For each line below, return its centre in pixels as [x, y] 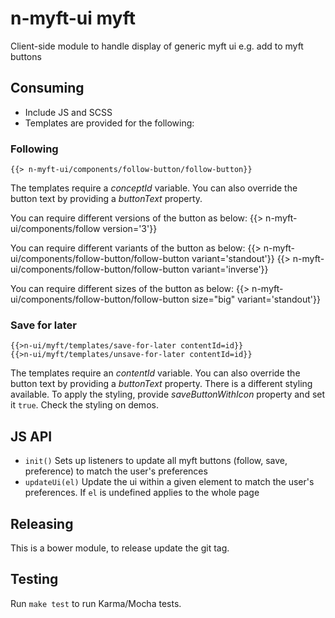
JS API [31, 436]
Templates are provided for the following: [109, 123]
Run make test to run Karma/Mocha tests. [96, 603]
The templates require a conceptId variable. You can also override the [154, 188]
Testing [34, 579]
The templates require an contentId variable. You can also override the [155, 373]
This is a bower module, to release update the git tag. [120, 548]
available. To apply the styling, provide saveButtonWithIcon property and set [168, 394]
